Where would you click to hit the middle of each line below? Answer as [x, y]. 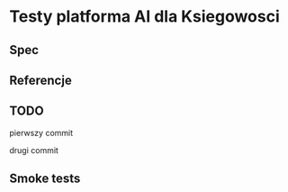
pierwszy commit [41, 133]
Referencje [40, 80]
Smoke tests [45, 179]
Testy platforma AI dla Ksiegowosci [145, 17]
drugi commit [34, 150]
